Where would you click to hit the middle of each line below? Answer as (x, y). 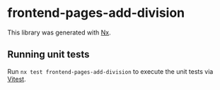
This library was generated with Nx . (59, 32)
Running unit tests (48, 54)
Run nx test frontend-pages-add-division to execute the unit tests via (110, 71)
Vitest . (17, 79)
